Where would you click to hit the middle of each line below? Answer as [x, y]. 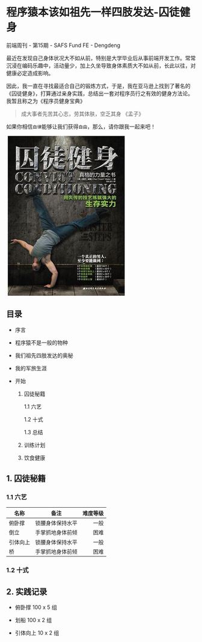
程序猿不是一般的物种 [41, 342]
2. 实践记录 [27, 592]
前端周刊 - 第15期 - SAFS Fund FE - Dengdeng [63, 45]
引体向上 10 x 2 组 [37, 633]
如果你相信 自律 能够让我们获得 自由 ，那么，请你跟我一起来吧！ [81, 126]
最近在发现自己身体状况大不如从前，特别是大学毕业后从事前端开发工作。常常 [101, 58]
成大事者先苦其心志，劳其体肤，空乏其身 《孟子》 [82, 114]
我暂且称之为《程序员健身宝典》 [46, 101]
